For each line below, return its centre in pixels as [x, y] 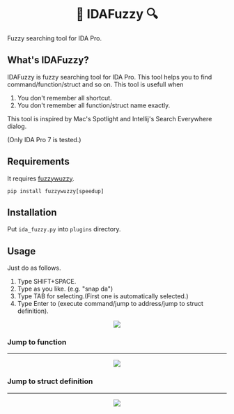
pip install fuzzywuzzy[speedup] [56, 191]
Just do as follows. [34, 268]
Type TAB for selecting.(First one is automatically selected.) [103, 296]
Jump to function [37, 342]
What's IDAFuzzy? [48, 60]
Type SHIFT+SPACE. [47, 282]
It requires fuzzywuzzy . [41, 178]
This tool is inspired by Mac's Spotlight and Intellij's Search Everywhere [110, 118]
